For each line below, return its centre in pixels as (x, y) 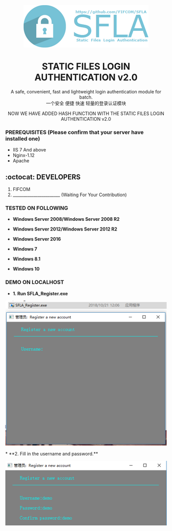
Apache (21, 161)
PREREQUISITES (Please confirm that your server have (75, 132)
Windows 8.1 (27, 259)
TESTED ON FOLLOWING (37, 208)
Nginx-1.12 (24, 155)
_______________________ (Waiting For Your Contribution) (70, 195)
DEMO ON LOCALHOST (35, 282)
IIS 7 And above (29, 150)
